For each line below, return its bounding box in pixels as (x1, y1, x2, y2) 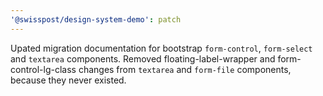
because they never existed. (10, 74, 127, 86)
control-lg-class (10, 63, 77, 75)
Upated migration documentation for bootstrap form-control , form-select (10, 42, 313, 54)
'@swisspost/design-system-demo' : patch (10, 14, 182, 25)
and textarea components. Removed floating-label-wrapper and (10, 52, 276, 65)
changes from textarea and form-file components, (78, 63, 292, 75)
